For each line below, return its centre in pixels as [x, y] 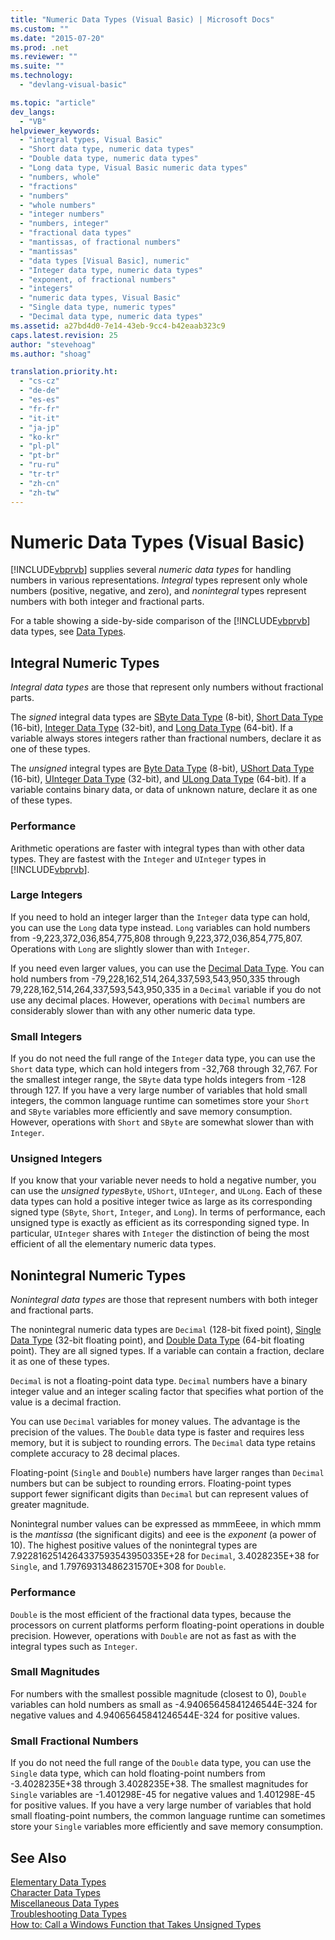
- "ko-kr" [39, 437]
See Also [38, 1857]
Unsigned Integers [56, 1159]
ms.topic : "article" [53, 102]
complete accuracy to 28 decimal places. [95, 1453]
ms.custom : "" [40, 29]
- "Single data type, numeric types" [98, 307]
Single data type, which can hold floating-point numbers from [138, 1773]
